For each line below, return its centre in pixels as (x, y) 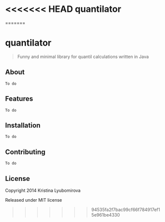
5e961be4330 (106, 215)
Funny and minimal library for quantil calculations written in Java (83, 56)
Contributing (25, 152)
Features (19, 99)
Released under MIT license (34, 200)
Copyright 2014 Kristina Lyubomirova (43, 190)
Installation (23, 125)
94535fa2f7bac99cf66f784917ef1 (126, 210)
